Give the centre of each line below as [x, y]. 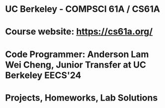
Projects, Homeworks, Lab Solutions [82, 98]
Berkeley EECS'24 [43, 75]
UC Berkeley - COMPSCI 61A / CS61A [82, 9]
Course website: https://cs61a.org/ [79, 32]
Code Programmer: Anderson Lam [77, 54]
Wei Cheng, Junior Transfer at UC [76, 65]
